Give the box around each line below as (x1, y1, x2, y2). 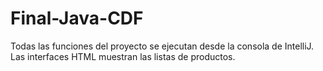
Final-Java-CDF (10, 7, 144, 30)
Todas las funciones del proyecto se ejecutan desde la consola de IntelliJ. (10, 40, 315, 52)
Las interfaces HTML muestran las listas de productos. (10, 50, 236, 62)
